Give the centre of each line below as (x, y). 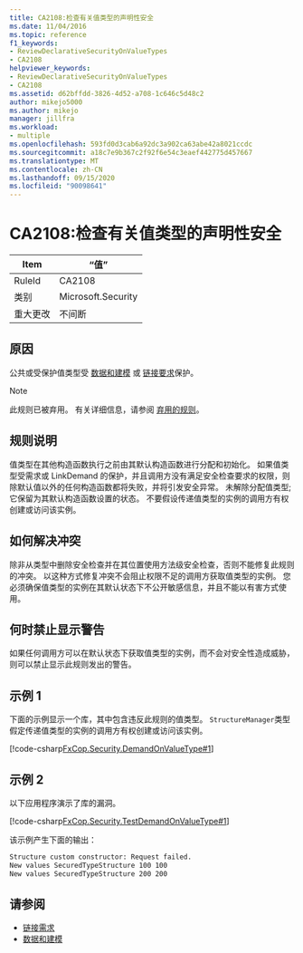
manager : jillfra (42, 119)
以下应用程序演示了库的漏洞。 (65, 803)
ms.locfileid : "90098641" (58, 187)
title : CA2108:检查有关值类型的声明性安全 (81, 18)
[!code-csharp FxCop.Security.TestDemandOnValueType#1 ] (119, 821)
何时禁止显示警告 (57, 629)
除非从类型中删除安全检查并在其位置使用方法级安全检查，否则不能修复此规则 (152, 564)
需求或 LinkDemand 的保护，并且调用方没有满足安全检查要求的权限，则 (158, 476)
